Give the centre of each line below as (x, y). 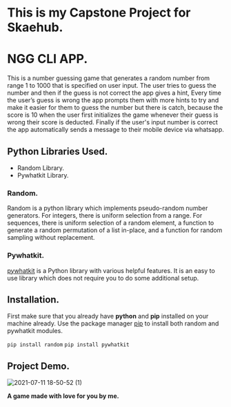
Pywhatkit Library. (43, 175)
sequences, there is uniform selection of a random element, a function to (111, 223)
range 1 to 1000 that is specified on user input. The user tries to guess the (112, 86)
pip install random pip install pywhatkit (68, 345)
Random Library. (40, 168)
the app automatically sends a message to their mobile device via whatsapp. (115, 130)
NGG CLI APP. (48, 59)
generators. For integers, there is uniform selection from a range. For (105, 216)
